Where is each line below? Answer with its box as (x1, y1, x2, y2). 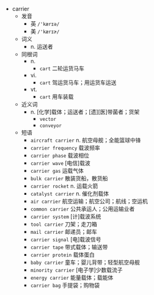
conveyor (39, 123, 62, 129)
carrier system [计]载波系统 (30, 213, 101, 220)
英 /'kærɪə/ (30, 20, 60, 27)
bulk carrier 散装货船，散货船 (30, 175, 108, 182)
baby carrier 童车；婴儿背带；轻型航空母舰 (30, 259, 141, 266)
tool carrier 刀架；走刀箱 (30, 220, 98, 228)
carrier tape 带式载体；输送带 (30, 244, 108, 250)
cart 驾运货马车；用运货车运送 (39, 79, 117, 86)
